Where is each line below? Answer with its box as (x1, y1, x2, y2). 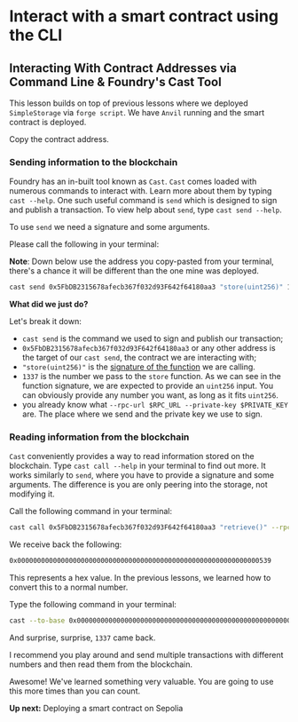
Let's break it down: (9, 316, 82, 327)
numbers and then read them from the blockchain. (9, 659, 193, 670)
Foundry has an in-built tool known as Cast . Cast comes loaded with (9, 176, 257, 187)
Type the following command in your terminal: (9, 599, 177, 610)
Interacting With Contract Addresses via (9, 60, 237, 75)
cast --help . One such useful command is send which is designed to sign (9, 195, 278, 206)
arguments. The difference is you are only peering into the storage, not (9, 480, 268, 490)
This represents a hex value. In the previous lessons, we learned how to (9, 573, 271, 583)
